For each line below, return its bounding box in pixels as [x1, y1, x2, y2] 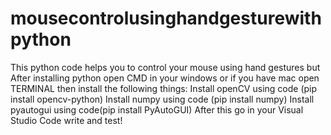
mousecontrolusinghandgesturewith [10, 7, 322, 30]
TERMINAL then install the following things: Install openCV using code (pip [10, 82, 318, 94]
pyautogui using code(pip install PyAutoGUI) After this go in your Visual [10, 103, 304, 116]
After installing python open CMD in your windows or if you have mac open [10, 72, 320, 84]
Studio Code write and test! [10, 114, 123, 126]
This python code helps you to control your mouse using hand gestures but [10, 61, 321, 73]
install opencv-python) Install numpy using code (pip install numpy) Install [10, 93, 315, 105]
